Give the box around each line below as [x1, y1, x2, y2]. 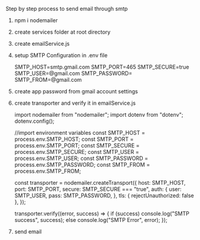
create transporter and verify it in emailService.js [14, 99, 136, 106]
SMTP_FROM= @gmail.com [14, 76, 82, 83]
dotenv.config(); [14, 117, 55, 125]
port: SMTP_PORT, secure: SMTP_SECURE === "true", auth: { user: [14, 186, 182, 192]
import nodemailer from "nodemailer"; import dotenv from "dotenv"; [14, 111, 184, 118]
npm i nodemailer [14, 17, 58, 23]
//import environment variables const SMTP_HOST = [14, 129, 145, 136]
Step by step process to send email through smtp [5, 5, 128, 12]
